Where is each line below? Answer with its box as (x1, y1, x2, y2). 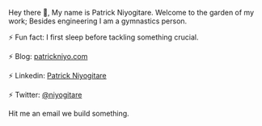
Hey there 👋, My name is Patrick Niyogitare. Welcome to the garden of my (8, 8, 255, 17)
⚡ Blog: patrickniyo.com (8, 52, 88, 61)
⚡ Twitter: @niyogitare (8, 90, 82, 99)
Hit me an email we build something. (8, 109, 129, 118)
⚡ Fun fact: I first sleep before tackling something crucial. (8, 32, 200, 42)
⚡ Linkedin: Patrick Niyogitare (8, 71, 107, 80)
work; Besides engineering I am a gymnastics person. (8, 16, 188, 26)
